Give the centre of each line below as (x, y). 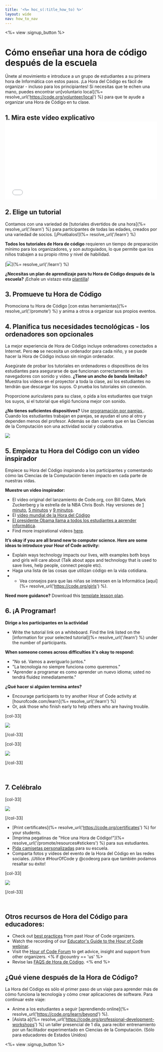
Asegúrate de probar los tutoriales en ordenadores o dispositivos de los (77, 366)
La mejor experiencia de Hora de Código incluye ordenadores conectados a (81, 346)
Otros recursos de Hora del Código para (66, 916)
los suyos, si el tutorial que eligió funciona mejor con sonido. (66, 401)
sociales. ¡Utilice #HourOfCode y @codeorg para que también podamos (84, 858)
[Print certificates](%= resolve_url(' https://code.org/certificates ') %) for (84, 827)
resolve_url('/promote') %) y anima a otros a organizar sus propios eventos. (81, 311)
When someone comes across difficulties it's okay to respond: (70, 652)
